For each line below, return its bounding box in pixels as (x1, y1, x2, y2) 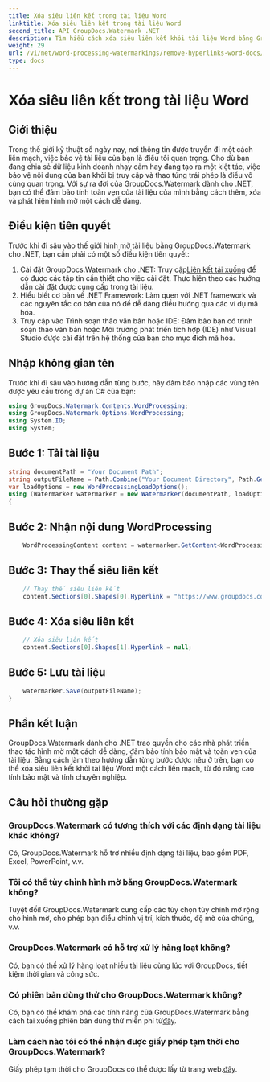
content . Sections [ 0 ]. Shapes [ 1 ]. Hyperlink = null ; (22, 644, 193, 652)
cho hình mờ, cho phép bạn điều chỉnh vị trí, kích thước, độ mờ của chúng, (8, 914, 255, 924)
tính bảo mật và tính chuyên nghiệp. (8, 772, 127, 782)
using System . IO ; (8, 417, 67, 425)
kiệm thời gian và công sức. (8, 969, 100, 978)
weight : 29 (8, 42, 45, 50)
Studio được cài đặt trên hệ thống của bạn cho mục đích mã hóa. (19, 333, 235, 343)
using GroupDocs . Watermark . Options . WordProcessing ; (8, 409, 185, 418)
